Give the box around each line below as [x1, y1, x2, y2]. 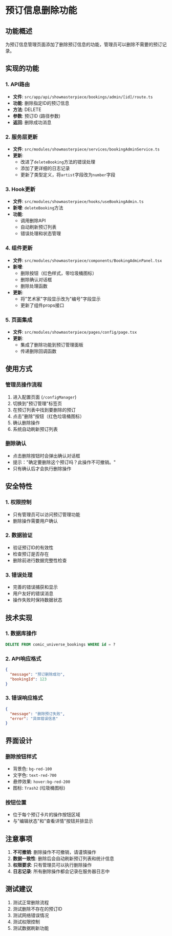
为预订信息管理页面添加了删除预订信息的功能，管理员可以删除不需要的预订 [5, 42, 162, 47]
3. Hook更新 [5, 185, 36, 193]
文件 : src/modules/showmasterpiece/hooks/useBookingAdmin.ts [12, 198, 144, 204]
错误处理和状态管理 [20, 231, 61, 237]
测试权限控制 [12, 919, 40, 925]
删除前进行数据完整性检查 [12, 557, 67, 563]
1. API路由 [5, 81, 30, 88]
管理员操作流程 [5, 381, 42, 388]
